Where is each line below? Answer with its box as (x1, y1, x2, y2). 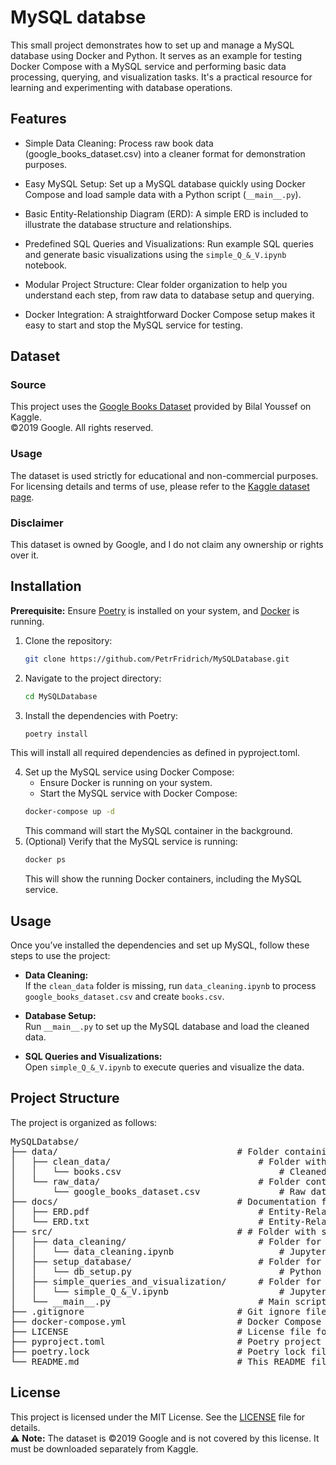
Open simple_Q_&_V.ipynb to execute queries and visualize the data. (24, 1061, 305, 1073)
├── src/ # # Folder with (10, 1226, 317, 1237)
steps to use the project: (10, 950, 111, 962)
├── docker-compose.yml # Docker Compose (10, 1316, 322, 1327)
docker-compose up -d (24, 807, 115, 817)
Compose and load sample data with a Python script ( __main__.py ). (24, 188, 302, 200)
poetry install (24, 729, 89, 739)
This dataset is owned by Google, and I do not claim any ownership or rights (10, 539, 324, 551)
